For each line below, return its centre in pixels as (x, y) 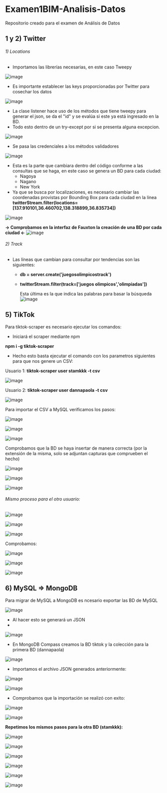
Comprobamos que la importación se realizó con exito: (69, 698)
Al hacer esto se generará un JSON (49, 619)
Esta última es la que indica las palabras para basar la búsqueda (86, 293)
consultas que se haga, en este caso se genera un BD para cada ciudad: (87, 171)
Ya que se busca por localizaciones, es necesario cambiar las (76, 192)
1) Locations (18, 51)
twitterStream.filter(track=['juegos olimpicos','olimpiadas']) (83, 284)
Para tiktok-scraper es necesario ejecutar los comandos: (63, 327)
